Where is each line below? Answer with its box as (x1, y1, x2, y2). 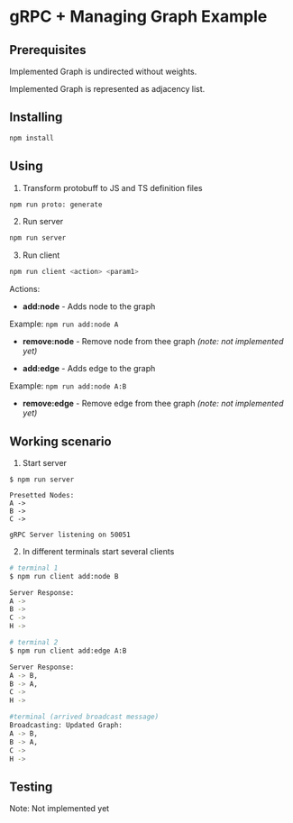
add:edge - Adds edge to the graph (22, 363, 156, 374)
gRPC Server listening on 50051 (9, 530, 131, 539)
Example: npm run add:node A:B (9, 380, 127, 391)
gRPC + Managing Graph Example (9, 6, 268, 27)
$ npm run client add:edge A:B (9, 646, 127, 655)
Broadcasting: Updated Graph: (9, 721, 124, 730)
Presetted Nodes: (9, 490, 75, 499)
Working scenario (9, 434, 112, 449)
